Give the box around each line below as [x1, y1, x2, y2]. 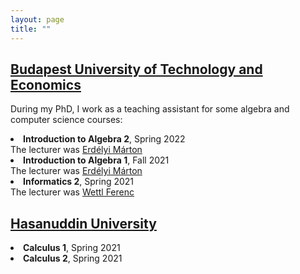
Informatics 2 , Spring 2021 [23, 176, 135, 188]
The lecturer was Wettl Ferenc [10, 186, 135, 198]
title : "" [10, 24, 52, 34]
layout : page [10, 14, 65, 25]
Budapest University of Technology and [10, 61, 263, 78]
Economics [10, 76, 82, 93]
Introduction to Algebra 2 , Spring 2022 [23, 133, 186, 145]
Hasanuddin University [10, 215, 157, 232]
